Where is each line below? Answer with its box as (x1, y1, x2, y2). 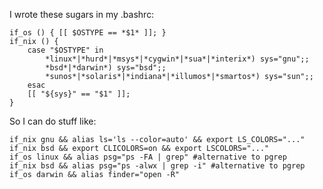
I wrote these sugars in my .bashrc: (9, 9, 155, 20)
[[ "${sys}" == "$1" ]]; (27, 89, 131, 99)
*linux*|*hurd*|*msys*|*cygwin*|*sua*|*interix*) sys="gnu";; (45, 54, 310, 64)
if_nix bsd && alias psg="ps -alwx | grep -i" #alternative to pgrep (9, 161, 306, 171)
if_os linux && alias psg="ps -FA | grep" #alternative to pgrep (9, 152, 287, 162)
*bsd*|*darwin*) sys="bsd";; (45, 63, 167, 73)
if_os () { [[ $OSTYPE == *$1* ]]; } (9, 28, 167, 38)
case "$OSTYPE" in (27, 45, 104, 55)
